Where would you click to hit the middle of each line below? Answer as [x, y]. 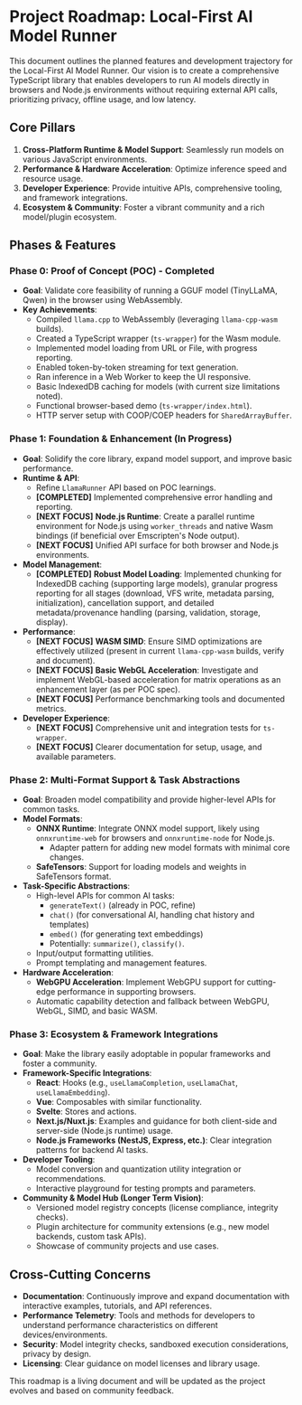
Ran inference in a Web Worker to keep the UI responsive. [143, 377]
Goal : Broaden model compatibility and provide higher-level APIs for [149, 800]
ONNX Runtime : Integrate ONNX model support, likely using [147, 828]
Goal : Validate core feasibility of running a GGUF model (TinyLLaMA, [150, 290]
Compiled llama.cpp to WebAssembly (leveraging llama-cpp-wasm [156, 319]
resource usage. [53, 178]
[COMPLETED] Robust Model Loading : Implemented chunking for [159, 574]
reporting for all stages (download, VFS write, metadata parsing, [155, 593]
